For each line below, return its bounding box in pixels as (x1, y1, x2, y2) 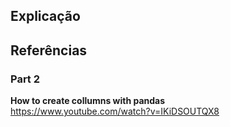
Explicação (10, 8, 81, 25)
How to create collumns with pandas (10, 95, 166, 107)
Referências (10, 42, 88, 59)
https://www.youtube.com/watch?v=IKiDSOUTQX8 (10, 105, 220, 118)
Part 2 (10, 72, 41, 86)
